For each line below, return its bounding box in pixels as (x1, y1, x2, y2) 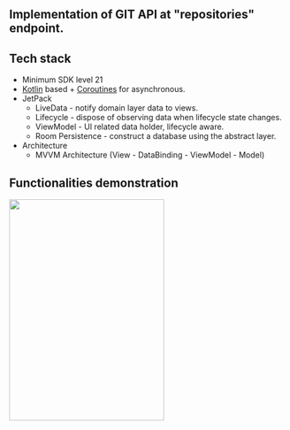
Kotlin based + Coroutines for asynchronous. (21, 84, 186, 95)
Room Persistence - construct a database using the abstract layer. (34, 131, 277, 142)
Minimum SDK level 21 (21, 74, 103, 85)
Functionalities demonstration (9, 175, 179, 190)
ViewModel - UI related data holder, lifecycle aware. (34, 121, 225, 132)
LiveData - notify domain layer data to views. (34, 103, 199, 113)
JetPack (21, 93, 53, 104)
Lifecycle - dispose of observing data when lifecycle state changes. (34, 112, 282, 123)
